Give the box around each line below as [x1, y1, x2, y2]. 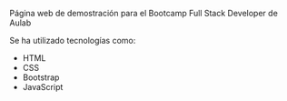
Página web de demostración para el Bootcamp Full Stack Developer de [9, 8, 279, 18]
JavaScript [22, 82, 64, 92]
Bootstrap [22, 72, 60, 83]
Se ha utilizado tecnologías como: [9, 35, 136, 45]
